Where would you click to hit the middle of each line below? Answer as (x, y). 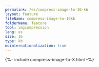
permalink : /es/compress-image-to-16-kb (47, 9)
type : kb (14, 41)
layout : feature (21, 14)
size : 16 (14, 37)
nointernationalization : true (36, 46)
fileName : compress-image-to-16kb (40, 18)
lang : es (14, 32)
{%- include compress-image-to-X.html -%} (49, 59)
